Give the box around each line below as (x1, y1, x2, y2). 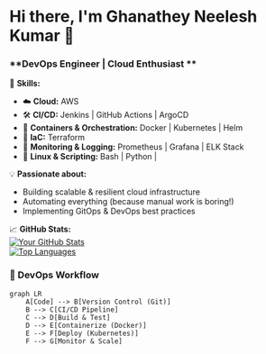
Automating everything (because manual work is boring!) (22, 196, 234, 207)
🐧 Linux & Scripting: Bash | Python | (22, 151, 158, 162)
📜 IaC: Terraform (22, 132, 86, 143)
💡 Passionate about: (9, 168, 87, 179)
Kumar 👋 (9, 25, 75, 46)
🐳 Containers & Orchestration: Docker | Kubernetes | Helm (22, 123, 243, 133)
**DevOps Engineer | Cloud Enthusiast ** (9, 58, 197, 70)
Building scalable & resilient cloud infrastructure (22, 186, 201, 197)
